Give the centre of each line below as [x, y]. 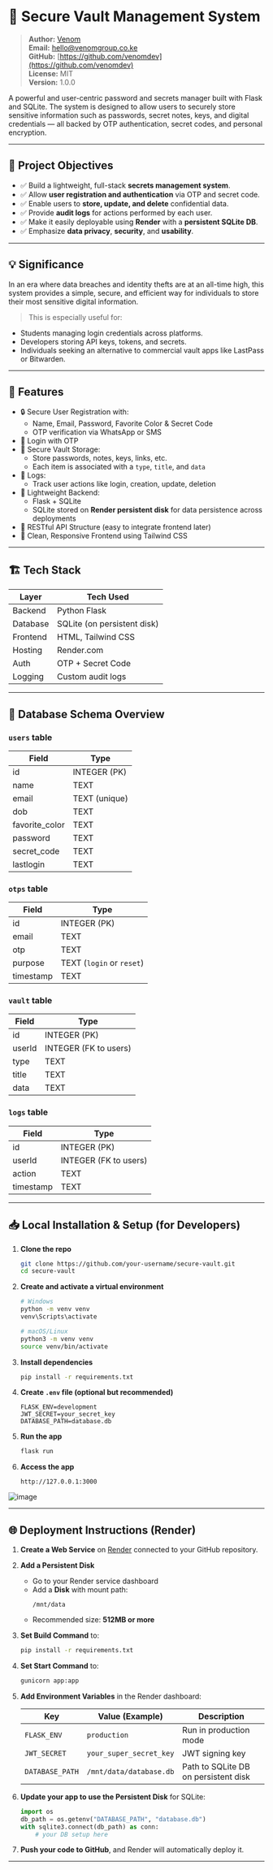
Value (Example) [130, 1716]
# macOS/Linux [44, 1331]
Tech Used [108, 597]
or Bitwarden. [43, 359]
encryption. [28, 132]
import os [37, 1812]
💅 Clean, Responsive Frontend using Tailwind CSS [104, 536]
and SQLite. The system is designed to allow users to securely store [122, 106]
